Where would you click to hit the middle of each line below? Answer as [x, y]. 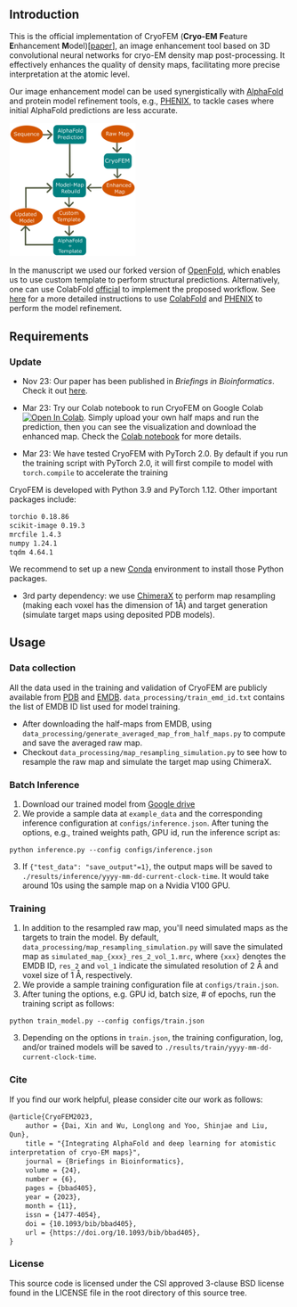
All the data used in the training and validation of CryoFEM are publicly [138, 687]
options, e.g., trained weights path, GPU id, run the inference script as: [151, 832]
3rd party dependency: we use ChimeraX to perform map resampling [148, 596]
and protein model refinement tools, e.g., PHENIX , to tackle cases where [141, 101]
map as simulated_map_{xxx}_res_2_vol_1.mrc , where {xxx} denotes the [154, 957]
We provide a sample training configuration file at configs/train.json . [150, 985]
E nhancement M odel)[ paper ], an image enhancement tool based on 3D [140, 45]
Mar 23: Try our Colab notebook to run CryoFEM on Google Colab [143, 407]
